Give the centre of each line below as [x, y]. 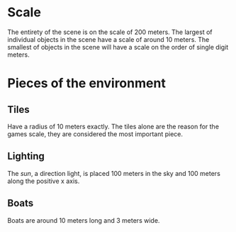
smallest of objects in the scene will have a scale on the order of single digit [118, 47]
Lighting [26, 156]
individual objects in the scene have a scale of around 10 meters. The [108, 39]
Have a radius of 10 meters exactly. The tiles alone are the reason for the [113, 126]
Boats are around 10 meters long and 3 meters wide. [84, 220]
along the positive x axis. [44, 181]
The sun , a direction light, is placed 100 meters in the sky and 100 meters [114, 173]
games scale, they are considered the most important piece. [95, 134]
